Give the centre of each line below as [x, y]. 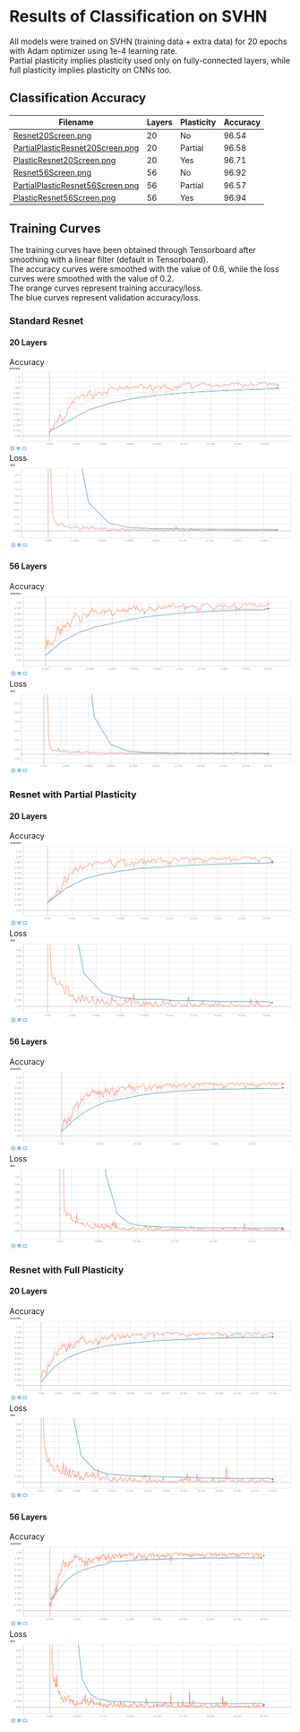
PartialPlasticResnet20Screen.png [76, 148]
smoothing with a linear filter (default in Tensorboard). [109, 260]
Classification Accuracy [77, 98]
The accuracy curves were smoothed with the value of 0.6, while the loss [144, 269]
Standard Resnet [47, 320]
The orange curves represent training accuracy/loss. [106, 288]
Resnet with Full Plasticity [67, 1269]
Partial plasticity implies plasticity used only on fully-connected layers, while [150, 60]
